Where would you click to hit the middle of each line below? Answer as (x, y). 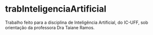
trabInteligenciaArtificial (56, 9)
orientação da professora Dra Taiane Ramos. (50, 27)
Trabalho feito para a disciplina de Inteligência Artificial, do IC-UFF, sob (77, 22)
